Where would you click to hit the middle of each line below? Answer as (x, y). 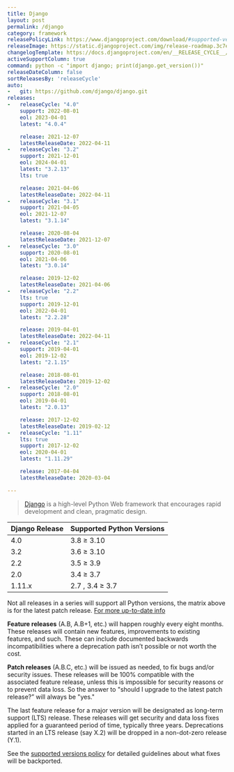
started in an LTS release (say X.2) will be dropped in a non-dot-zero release (117, 732)
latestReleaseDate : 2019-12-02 (65, 381)
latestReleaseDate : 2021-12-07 (65, 239)
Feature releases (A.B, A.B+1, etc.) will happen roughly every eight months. (116, 624)
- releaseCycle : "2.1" (43, 343)
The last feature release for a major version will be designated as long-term (115, 710)
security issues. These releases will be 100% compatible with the (101, 674)
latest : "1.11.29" (46, 459)
